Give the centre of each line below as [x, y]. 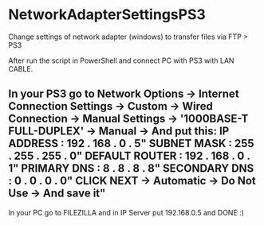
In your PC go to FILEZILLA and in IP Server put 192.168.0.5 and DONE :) [126, 212]
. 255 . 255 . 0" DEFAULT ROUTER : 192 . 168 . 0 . [129, 156]
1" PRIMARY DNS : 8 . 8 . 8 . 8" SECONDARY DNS [131, 169]
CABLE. [21, 68]
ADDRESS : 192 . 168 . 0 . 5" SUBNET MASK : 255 [131, 144]
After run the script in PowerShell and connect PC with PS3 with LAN [121, 60]
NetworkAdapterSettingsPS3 [107, 15]
